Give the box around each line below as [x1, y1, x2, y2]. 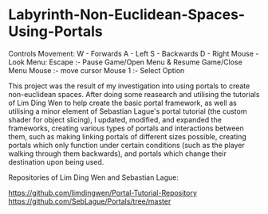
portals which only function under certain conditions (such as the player [8, 140, 245, 150]
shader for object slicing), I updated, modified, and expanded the [8, 115, 222, 124]
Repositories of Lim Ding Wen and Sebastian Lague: [8, 173, 179, 182]
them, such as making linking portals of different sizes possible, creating [8, 131, 247, 141]
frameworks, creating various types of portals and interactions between [8, 123, 245, 133]
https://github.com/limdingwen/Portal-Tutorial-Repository [8, 188, 198, 197]
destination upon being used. [8, 157, 104, 166]
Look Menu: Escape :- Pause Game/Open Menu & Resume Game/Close [8, 57, 243, 67]
